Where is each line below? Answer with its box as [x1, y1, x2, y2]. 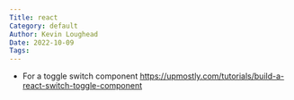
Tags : [9, 46, 30, 55]
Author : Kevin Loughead [9, 29, 99, 38]
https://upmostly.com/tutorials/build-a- [139, 71, 285, 81]
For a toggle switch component [22, 71, 138, 81]
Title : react [9, 12, 58, 22]
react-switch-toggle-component [22, 80, 143, 91]
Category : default [9, 21, 78, 30]
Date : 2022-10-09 [9, 37, 75, 47]
